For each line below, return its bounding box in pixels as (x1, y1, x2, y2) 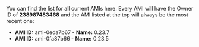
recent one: (6, 18, 34, 24)
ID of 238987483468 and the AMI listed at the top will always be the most (6, 11, 189, 18)
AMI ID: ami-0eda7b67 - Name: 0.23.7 (14, 29, 110, 36)
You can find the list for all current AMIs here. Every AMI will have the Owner (6, 5, 194, 12)
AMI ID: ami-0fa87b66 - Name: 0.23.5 (14, 35, 109, 42)
